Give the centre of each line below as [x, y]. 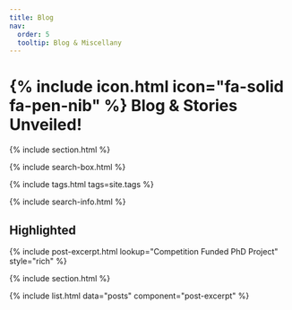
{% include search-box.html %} [68, 168]
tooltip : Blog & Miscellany [70, 43]
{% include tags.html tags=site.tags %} [82, 185]
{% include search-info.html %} [68, 202]
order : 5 [34, 34]
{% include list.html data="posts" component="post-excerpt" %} [129, 296]
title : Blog [31, 17]
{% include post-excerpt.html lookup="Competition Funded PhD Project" [144, 251]
